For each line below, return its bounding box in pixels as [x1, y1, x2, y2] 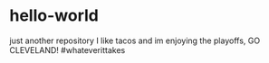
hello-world [9, 5, 100, 26]
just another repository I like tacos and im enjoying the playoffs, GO [9, 35, 261, 46]
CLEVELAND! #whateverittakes [9, 44, 126, 55]
